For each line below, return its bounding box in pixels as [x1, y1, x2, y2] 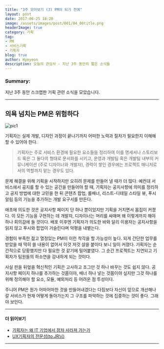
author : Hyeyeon [5, 57, 38, 62]
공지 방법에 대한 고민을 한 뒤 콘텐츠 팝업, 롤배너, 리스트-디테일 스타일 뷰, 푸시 [10, 190, 156, 196]
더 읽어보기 [5, 315, 26, 321]
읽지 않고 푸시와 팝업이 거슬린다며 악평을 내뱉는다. [5, 225, 101, 231]
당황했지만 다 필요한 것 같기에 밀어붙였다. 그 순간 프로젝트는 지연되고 [21, 247, 152, 254]
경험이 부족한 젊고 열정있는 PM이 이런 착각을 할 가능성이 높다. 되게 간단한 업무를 [5, 235, 157, 242]
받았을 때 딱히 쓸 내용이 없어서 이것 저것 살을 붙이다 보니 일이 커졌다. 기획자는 [5, 242, 152, 247]
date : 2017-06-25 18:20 [5, 16, 54, 21]
